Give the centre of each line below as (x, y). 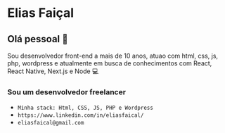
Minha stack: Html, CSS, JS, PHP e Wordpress (85, 108)
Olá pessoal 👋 (38, 39)
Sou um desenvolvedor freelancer (67, 91)
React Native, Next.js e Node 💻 (53, 71)
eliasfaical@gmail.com (51, 123)
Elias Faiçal (41, 13)
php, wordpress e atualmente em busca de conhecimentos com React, (110, 63)
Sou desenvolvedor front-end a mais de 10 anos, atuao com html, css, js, (113, 56)
